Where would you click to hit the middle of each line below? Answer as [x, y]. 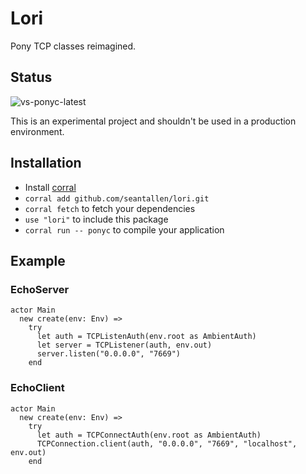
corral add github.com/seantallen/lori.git [117, 198]
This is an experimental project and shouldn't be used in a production [153, 121]
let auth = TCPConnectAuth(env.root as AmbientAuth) [149, 435]
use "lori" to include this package [96, 219]
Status [31, 77]
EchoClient [37, 388]
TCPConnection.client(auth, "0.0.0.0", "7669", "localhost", [167, 443]
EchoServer [40, 289]
